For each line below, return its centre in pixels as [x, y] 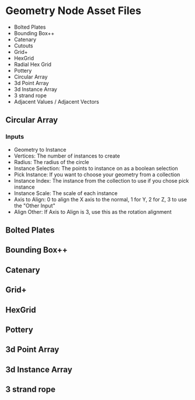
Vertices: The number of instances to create [67, 156]
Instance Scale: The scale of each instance [66, 193]
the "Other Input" [35, 206]
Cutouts [23, 46]
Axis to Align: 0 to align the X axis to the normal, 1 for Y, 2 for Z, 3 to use [100, 199]
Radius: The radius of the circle [51, 162]
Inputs [15, 137]
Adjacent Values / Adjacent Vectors [57, 101]
